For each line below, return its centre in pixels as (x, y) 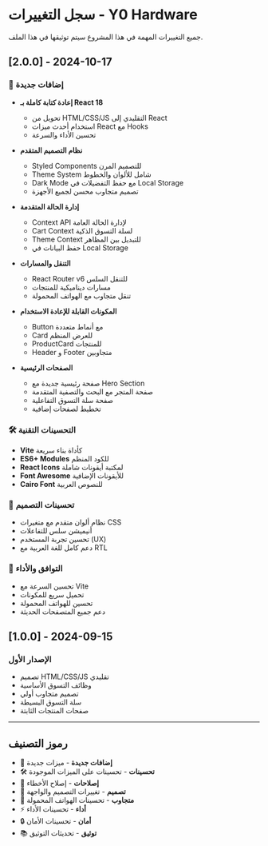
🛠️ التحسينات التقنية (42, 429)
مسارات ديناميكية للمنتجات (71, 287)
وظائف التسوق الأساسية (55, 685)
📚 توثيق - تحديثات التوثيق (58, 833)
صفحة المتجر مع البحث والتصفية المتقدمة (93, 391)
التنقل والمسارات (45, 263)
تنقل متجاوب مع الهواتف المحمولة (81, 295)
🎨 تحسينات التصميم (41, 505)
